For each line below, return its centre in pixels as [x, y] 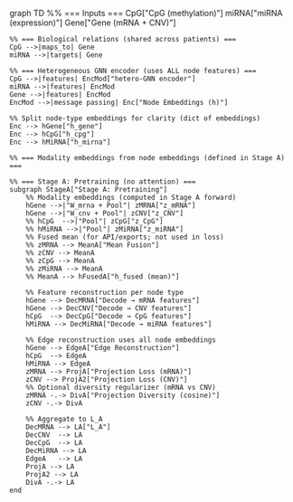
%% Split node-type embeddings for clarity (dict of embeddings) [135, 118]
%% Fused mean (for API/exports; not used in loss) [125, 237]
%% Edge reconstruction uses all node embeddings [121, 340]
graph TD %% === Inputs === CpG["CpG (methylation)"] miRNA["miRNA [146, 13]
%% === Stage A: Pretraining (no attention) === [103, 182]
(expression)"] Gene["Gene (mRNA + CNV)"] [93, 23]
